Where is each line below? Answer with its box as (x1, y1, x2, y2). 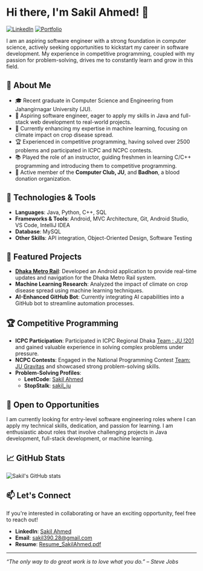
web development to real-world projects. (30, 118, 132, 126)
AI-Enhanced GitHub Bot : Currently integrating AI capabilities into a (14, 293, 184, 301)
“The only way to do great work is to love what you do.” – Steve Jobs (6, 558, 179, 565)
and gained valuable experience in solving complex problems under (14, 344, 184, 351)
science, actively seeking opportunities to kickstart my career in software (6, 44, 189, 51)
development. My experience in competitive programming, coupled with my (6, 50, 195, 57)
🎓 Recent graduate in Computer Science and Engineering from (14, 97, 173, 104)
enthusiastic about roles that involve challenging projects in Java (6, 428, 167, 436)
